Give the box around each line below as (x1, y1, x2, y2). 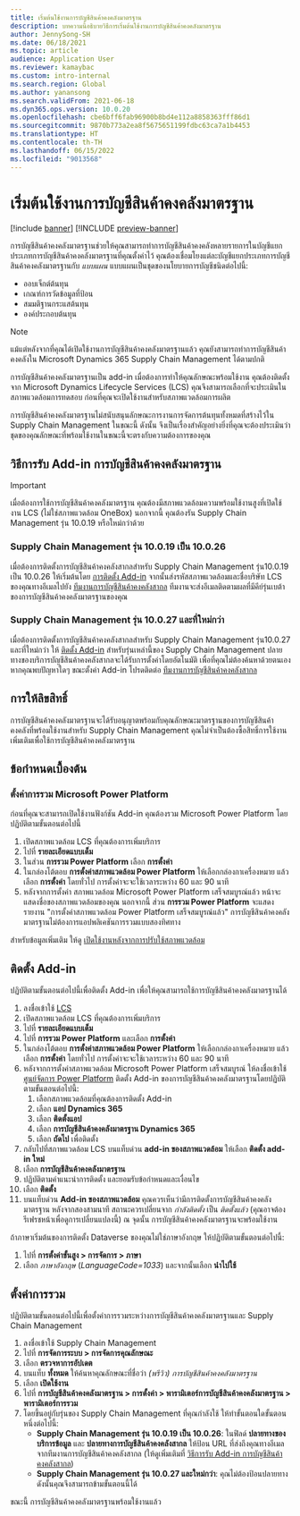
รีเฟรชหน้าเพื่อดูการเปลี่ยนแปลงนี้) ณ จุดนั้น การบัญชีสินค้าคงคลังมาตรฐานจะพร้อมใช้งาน (22, 1214, 278, 1225)
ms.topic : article (10, 47, 79, 55)
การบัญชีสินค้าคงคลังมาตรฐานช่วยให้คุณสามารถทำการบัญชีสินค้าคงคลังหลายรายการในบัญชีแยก (10, 241, 283, 251)
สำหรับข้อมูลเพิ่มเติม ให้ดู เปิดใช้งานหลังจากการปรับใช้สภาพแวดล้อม (10, 935, 205, 945)
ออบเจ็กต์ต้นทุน (22, 278, 70, 289)
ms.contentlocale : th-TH (10, 138, 103, 147)
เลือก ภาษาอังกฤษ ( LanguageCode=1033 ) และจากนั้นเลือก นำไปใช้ (22, 1260, 237, 1271)
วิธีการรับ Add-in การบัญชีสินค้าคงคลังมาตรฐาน (10, 456, 221, 471)
